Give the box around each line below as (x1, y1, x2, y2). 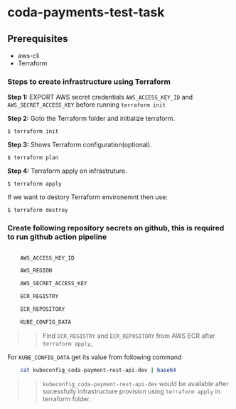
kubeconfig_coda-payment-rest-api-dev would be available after (42, 379, 230, 388)
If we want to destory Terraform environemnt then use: (7, 193, 168, 201)
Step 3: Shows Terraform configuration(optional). (7, 140, 152, 149)
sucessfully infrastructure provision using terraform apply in (42, 387, 221, 395)
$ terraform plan (7, 154, 59, 161)
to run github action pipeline (7, 232, 107, 242)
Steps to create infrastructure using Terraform (7, 76, 171, 86)
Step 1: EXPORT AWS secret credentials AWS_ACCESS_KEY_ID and (7, 93, 193, 102)
